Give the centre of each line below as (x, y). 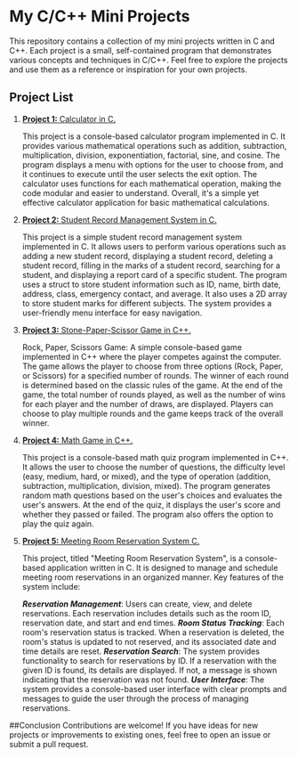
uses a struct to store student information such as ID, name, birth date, (151, 284)
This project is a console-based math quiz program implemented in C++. (155, 457)
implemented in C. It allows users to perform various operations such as (154, 246)
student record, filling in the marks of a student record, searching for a (151, 265)
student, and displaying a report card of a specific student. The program (154, 274)
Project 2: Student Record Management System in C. (119, 219)
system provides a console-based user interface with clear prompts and (154, 689)
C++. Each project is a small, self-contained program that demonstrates (141, 50)
